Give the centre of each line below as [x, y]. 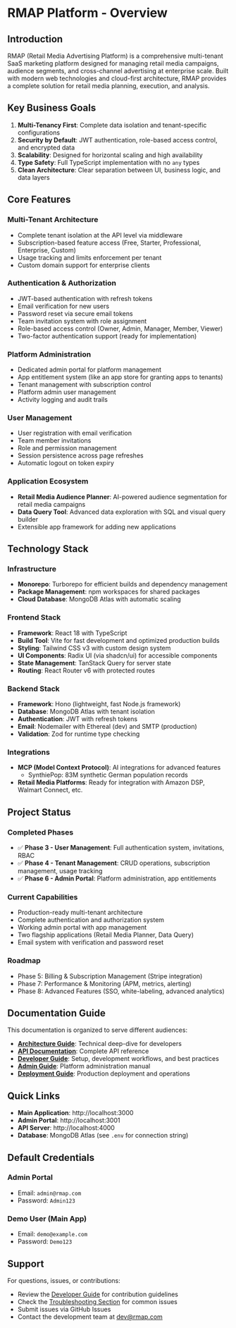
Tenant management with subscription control [84, 385]
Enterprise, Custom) [46, 250]
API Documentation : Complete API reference [83, 1051]
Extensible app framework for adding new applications [97, 527]
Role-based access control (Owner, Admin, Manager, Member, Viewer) [120, 328]
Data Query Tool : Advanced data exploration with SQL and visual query [122, 512]
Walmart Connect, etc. [50, 790]
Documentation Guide [56, 1013]
